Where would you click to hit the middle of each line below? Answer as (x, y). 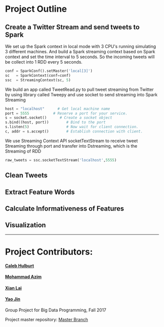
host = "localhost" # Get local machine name (58, 109)
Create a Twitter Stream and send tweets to (72, 27)
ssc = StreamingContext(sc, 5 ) (38, 80)
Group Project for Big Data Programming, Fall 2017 (56, 310)
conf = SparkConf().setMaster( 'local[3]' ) (49, 71)
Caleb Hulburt (20, 265)
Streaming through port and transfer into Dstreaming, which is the (71, 146)
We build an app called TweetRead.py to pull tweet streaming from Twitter (79, 89)
